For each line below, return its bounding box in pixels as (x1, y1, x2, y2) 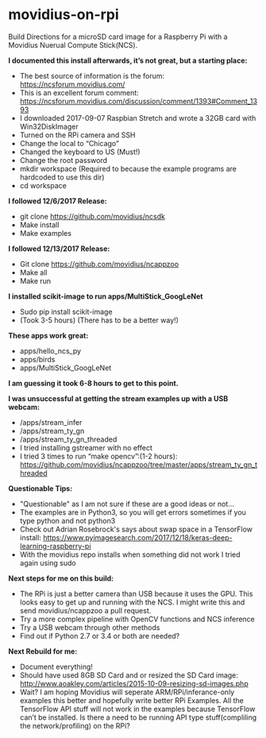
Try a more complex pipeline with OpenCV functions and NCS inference (19, 614, 256, 624)
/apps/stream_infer (19, 417, 83, 427)
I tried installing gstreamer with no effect (19, 442, 153, 452)
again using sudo (19, 558, 77, 567)
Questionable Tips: (8, 483, 73, 493)
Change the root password (19, 155, 107, 164)
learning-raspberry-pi (19, 541, 91, 551)
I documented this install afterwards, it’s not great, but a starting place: (8, 56, 248, 65)
